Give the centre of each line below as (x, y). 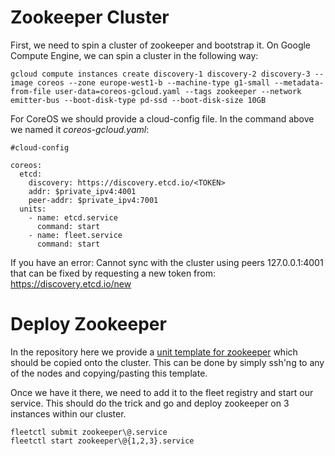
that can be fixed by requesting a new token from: (113, 273)
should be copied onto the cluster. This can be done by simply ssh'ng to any (167, 362)
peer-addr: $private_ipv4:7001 (93, 200)
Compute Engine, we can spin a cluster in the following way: (134, 55)
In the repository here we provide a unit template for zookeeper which (154, 352)
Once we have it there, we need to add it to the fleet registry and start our (162, 392)
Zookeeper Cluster (90, 17)
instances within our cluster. (68, 413)
